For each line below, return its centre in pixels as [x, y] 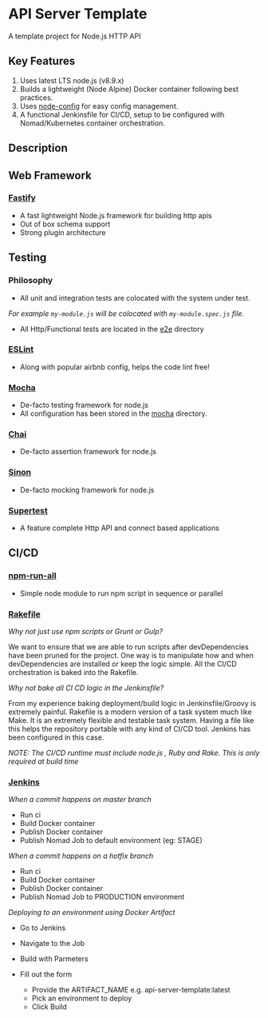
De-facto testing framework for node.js [84, 405]
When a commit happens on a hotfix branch [81, 856]
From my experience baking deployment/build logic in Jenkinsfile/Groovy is [132, 703]
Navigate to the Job [52, 944]
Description [38, 148]
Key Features [42, 61]
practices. [36, 98]
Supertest [28, 510]
